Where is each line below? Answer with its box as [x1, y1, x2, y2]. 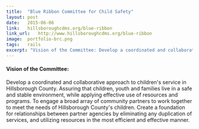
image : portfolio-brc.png [6, 36, 73, 42]
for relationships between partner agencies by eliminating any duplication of [6, 110, 192, 117]
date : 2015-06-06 [6, 20, 54, 25]
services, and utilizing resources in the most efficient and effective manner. [6, 116, 190, 123]
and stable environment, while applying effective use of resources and [6, 91, 178, 98]
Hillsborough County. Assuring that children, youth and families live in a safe [6, 85, 192, 92]
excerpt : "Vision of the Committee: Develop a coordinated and [6, 47, 166, 53]
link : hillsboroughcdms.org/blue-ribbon [6, 25, 113, 31]
